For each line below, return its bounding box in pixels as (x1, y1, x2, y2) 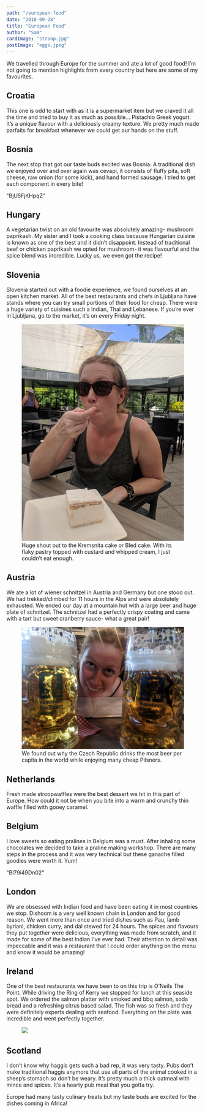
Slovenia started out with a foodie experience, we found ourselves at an (6, 286, 188, 294)
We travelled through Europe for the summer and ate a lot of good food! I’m (6, 60, 196, 67)
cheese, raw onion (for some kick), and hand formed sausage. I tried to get (6, 174, 196, 181)
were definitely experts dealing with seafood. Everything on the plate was (6, 1009, 192, 1016)
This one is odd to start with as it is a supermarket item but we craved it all (6, 107, 194, 114)
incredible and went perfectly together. (6, 1015, 105, 1022)
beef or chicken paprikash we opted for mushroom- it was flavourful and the (6, 245, 199, 253)
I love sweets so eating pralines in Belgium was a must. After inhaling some (6, 837, 196, 844)
